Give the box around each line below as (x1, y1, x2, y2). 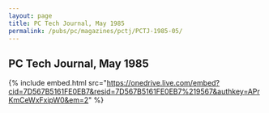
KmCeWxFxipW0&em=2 (8, 95, 89, 105)
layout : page (8, 11, 53, 20)
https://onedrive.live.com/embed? (106, 78, 220, 88)
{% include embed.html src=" (8, 78, 108, 88)
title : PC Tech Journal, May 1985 (8, 19, 126, 27)
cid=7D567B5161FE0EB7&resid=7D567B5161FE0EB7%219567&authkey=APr (8, 86, 261, 97)
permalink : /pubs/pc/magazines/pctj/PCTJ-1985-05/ (8, 27, 183, 35)
